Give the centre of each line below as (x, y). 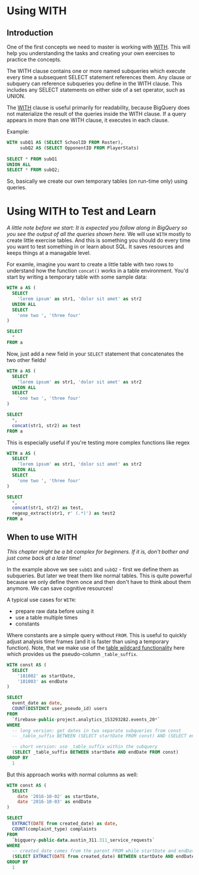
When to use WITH (42, 537)
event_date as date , (37, 703)
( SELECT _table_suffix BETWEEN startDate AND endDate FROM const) (95, 753)
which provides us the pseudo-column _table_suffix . (72, 654)
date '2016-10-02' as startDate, (58, 796)
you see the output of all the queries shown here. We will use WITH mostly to (99, 234)
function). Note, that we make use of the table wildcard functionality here (96, 648)
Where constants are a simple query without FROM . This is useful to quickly (97, 635)
